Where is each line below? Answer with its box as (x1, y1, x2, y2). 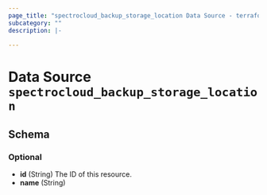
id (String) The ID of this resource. (19, 170, 133, 179)
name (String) (19, 178, 66, 188)
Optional (8, 151, 42, 162)
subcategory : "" (8, 19, 62, 27)
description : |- (8, 26, 62, 34)
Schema (8, 127, 50, 141)
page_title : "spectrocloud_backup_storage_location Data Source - (8, 11, 233, 20)
